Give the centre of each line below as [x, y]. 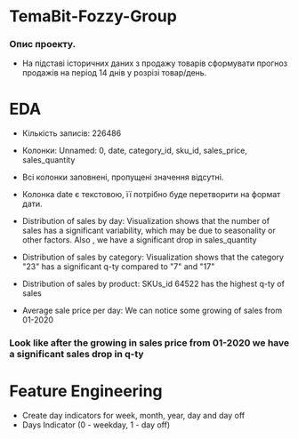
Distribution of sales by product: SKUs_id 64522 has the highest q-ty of [153, 284]
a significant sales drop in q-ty [77, 355]
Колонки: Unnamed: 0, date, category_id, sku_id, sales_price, [134, 151]
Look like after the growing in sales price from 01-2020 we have [149, 343]
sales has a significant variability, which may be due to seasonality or [149, 231]
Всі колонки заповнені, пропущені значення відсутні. [123, 177]
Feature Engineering [86, 391]
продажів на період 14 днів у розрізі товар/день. [114, 73]
